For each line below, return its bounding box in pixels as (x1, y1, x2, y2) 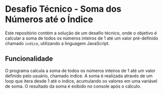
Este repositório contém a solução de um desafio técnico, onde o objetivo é (5, 30, 157, 36)
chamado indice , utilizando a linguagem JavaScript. (5, 40, 110, 46)
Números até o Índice (5, 14, 94, 25)
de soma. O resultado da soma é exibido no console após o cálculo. (5, 83, 142, 89)
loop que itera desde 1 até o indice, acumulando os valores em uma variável (5, 78, 158, 84)
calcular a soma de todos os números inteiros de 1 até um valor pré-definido (5, 35, 159, 41)
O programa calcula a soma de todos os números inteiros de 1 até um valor (5, 68, 156, 73)
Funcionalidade (5, 55, 53, 63)
